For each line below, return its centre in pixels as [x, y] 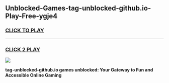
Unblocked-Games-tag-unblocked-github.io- [78, 8]
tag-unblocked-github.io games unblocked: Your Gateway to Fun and [79, 69]
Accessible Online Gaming [33, 75]
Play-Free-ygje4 [31, 16]
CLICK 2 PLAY [23, 49]
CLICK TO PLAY [25, 31]
